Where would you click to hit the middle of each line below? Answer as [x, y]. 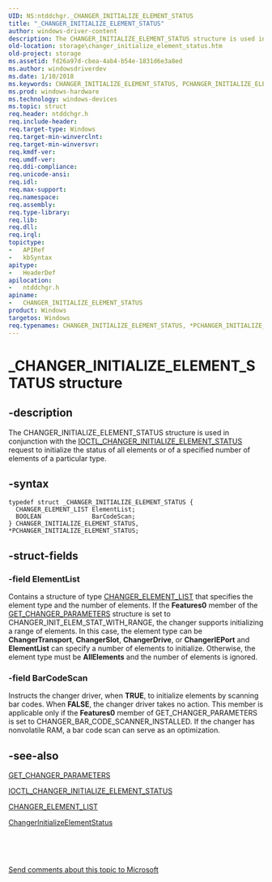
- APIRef [27, 250]
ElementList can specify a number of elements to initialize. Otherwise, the [132, 648]
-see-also [34, 756]
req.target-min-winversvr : [54, 144]
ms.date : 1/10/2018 [41, 76]
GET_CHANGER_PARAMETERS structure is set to [90, 614]
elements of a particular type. [57, 458]
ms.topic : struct [38, 106]
